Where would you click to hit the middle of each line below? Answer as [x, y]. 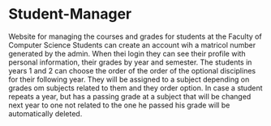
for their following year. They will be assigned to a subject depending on [129, 79]
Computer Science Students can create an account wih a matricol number [132, 44]
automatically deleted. [45, 113]
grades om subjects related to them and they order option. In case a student [135, 88]
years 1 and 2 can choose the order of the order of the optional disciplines [132, 70]
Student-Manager [70, 14]
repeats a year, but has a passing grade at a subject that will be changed [130, 96]
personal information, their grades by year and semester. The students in [130, 62]
